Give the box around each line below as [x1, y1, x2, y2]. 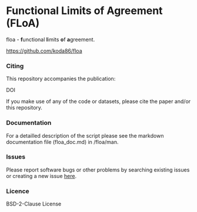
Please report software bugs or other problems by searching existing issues [6, 166, 190, 173]
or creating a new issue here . [6, 172, 77, 179]
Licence [6, 187, 29, 195]
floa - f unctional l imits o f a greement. [6, 36, 95, 43]
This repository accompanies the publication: [6, 75, 116, 83]
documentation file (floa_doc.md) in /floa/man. [6, 138, 119, 145]
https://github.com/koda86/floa [6, 47, 82, 54]
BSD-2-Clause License [6, 200, 62, 207]
